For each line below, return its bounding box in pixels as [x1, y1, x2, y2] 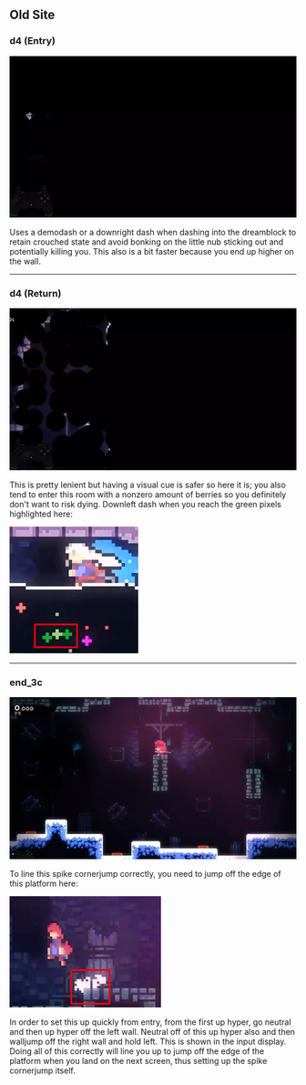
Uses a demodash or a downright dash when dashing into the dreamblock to [9, 227, 297, 238]
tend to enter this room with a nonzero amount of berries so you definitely [9, 488, 287, 500]
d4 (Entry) [9, 35, 56, 47]
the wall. [9, 256, 42, 267]
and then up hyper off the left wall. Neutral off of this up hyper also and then [9, 1026, 296, 1037]
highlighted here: [9, 508, 73, 519]
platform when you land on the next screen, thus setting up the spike [9, 1055, 268, 1066]
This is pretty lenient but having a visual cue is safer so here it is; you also [9, 479, 287, 490]
